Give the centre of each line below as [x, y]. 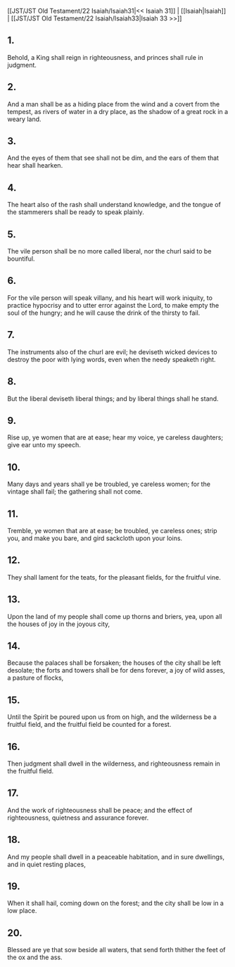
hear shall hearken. [35, 166]
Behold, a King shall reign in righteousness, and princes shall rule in [106, 57]
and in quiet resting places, [46, 864]
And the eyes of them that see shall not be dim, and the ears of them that [113, 158]
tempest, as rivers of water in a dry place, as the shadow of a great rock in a [118, 111]
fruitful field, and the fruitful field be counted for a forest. [89, 725]
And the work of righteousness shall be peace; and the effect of [100, 810]
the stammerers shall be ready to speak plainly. [76, 212]
